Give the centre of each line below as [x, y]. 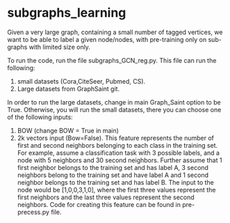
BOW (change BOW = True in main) [68, 130]
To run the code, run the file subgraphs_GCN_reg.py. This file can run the [112, 60]
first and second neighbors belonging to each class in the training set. [117, 145]
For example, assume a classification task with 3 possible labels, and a [118, 153]
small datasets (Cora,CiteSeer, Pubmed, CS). [81, 81]
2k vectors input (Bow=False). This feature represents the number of [115, 138]
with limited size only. [59, 47]
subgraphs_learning [67, 13]
